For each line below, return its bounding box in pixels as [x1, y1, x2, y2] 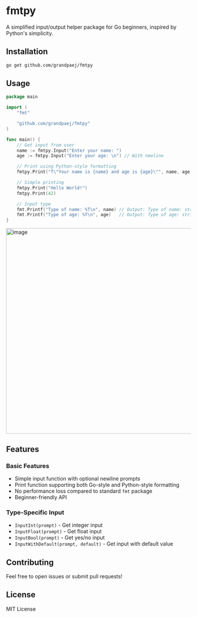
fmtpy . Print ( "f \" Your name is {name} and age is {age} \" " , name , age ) [16, 169, 193, 175]
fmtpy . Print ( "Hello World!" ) [16, 185, 88, 191]
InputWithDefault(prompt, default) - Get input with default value [14, 540, 174, 547]
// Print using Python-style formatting [16, 163, 117, 169]
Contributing [6, 557, 54, 567]
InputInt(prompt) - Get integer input [14, 521, 103, 529]
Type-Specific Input [6, 508, 64, 516]
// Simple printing [16, 180, 64, 186]
